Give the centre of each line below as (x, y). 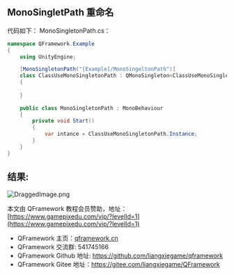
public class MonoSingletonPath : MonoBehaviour (92, 108)
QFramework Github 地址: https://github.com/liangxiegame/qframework (120, 256)
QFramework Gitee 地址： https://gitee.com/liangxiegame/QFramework (119, 264)
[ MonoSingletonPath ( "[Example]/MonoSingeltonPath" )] (98, 69)
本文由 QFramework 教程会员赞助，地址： (67, 208)
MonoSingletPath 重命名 (61, 13)
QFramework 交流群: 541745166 (63, 246)
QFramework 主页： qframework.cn (68, 238)
